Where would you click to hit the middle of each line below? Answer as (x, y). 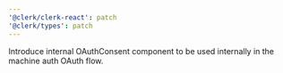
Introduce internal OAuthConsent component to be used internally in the (141, 51)
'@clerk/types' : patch (51, 26)
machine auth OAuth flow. (56, 61)
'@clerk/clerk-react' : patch (63, 17)
